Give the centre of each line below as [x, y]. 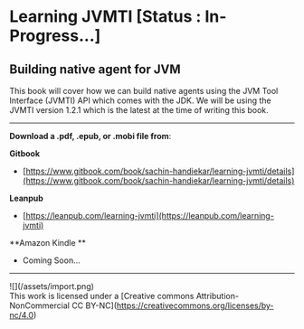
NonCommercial [40, 305]
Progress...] [55, 36]
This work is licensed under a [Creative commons [102, 296]
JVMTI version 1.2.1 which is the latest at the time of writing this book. [139, 110]
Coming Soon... [52, 260]
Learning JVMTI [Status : [105, 17]
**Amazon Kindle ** [47, 243]
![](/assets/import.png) [52, 286]
